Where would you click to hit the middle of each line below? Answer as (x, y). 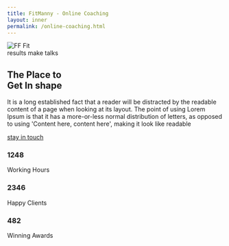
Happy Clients (27, 203)
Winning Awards (30, 236)
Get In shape (35, 86)
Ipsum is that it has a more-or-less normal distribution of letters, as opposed (115, 117)
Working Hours (28, 170)
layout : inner (27, 20)
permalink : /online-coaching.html (57, 26)
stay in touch (25, 137)
